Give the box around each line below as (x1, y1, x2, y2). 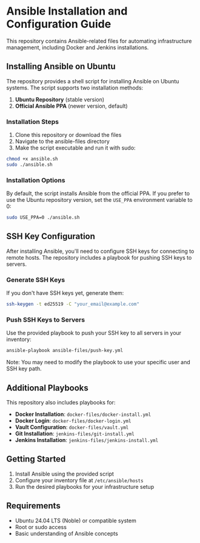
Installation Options (6, 176, 65, 184)
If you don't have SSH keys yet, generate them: (6, 289, 124, 297)
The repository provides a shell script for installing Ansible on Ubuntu (6, 77, 179, 85)
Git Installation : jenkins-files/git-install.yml (15, 430, 135, 437)
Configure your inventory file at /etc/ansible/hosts (15, 476, 144, 484)
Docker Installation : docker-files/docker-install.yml (15, 410, 152, 418)
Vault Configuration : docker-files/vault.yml (15, 423, 129, 431)
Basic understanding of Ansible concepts (15, 530, 118, 537)
